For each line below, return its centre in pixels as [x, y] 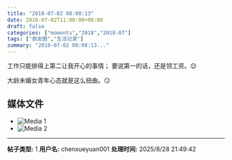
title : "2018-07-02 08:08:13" [51, 13]
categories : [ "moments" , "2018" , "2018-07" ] [69, 33]
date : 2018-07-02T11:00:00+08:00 [55, 20]
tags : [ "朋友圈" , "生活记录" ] [46, 39]
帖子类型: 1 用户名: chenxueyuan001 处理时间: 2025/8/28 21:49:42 [102, 149]
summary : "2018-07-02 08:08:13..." [58, 45]
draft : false [26, 26]
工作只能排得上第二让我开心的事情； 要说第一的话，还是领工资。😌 [102, 66]
